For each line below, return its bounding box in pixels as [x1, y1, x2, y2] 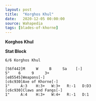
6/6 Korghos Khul [5, 58, 41, 63]
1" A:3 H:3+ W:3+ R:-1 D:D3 [5, 84, 92, 89]
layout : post [5, 7, 32, 12]
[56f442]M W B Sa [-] [5, 67, 83, 72]
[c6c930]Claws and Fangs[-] [5, 88, 63, 93]
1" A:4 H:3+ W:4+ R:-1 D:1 [5, 92, 90, 97]
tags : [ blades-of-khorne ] [5, 25, 58, 30]
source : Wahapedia [5, 21, 43, 26]
